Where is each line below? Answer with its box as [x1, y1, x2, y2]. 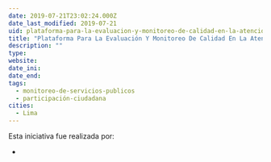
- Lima [15, 110, 38, 118]
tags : [8, 79, 27, 87]
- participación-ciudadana [15, 94, 106, 102]
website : [8, 57, 38, 65]
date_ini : [8, 64, 42, 73]
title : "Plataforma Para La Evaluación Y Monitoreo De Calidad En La [8, 34, 248, 43]
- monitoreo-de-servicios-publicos [15, 86, 135, 95]
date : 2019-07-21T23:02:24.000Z [8, 11, 117, 20]
